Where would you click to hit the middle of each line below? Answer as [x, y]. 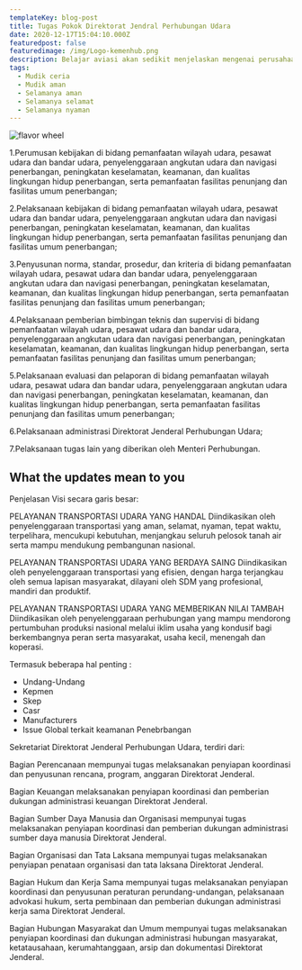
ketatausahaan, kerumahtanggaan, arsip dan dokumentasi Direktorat [136, 947]
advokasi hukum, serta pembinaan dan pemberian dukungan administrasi [145, 902]
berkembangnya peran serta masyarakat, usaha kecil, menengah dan [138, 638]
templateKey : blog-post [54, 18]
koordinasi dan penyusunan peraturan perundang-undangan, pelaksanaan [147, 892]
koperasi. [27, 647]
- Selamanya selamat [56, 101]
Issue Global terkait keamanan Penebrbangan [107, 730]
